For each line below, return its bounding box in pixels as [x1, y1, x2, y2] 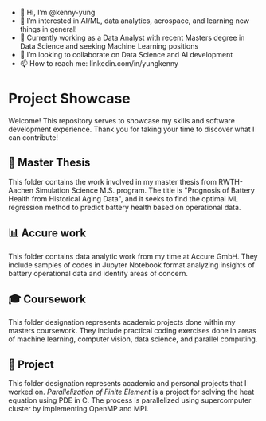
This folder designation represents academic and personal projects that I [8, 379, 247, 388]
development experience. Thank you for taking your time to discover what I [8, 124, 255, 134]
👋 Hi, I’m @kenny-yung [19, 8, 96, 17]
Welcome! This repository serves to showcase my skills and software [8, 115, 235, 125]
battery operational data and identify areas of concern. [8, 268, 189, 278]
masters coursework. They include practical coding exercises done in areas [8, 326, 256, 336]
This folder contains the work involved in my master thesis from [8, 177, 217, 186]
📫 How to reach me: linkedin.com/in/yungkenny [19, 59, 179, 68]
